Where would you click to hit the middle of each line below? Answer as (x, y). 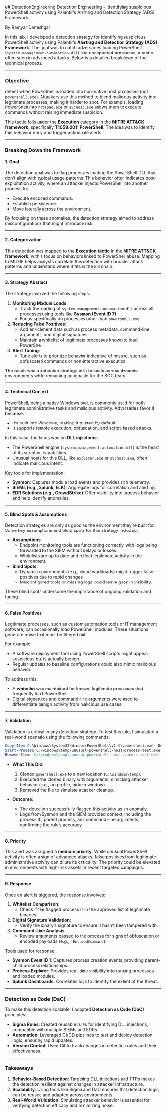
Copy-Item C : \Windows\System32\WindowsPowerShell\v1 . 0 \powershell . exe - (82, 746)
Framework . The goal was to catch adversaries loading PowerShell (74, 47)
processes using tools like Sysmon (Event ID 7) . (68, 314)
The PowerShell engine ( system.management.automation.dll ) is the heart (85, 447)
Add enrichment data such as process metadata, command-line (84, 329)
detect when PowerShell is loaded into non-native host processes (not (77, 92)
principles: (16, 1014)
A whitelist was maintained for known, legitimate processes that (78, 689)
